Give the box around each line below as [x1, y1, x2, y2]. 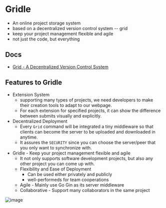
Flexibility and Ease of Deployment [19, 166, 91, 172]
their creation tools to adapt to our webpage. [19, 102, 112, 108]
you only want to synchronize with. [19, 144, 92, 150]
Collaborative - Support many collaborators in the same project [19, 187, 150, 193]
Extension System [12, 91, 50, 97]
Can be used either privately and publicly [27, 171, 112, 177]
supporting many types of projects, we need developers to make [19, 96, 153, 103]
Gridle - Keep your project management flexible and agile [12, 150, 131, 156]
